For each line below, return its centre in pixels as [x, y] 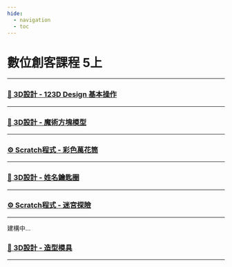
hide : [15, 13]
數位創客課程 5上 [55, 62]
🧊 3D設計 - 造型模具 [40, 248]
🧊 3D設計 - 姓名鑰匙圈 [43, 178]
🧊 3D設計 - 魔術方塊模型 [47, 122]
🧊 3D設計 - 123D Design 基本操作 [62, 95]
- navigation [32, 20]
